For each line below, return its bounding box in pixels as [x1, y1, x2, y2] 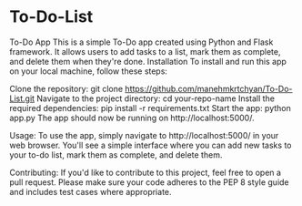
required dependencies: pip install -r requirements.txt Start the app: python [9, 102, 291, 113]
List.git [9, 93, 35, 104]
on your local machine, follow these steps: [9, 66, 168, 77]
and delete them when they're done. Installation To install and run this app [9, 56, 287, 67]
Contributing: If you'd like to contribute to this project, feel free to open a [9, 167, 282, 178]
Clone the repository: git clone [9, 83, 124, 94]
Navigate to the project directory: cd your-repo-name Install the [35, 93, 276, 104]
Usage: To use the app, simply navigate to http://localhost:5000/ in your [9, 129, 279, 140]
